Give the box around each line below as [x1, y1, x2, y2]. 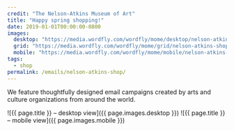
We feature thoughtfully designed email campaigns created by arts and [7, 88, 211, 96]
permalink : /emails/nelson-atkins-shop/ [7, 68, 127, 75]
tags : [7, 56, 23, 63]
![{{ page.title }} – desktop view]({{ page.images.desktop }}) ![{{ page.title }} [7, 109, 226, 117]
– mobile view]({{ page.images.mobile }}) [7, 116, 125, 124]
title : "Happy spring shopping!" [7, 17, 104, 24]
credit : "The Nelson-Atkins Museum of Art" [7, 10, 136, 17]
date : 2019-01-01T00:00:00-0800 [7, 23, 101, 30]
